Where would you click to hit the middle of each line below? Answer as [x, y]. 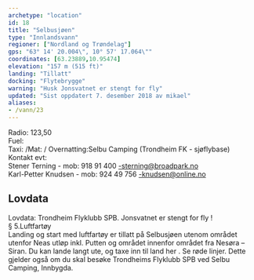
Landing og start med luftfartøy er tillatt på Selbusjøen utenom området [123, 234]
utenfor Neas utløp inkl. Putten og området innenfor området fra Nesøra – [127, 242]
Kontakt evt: [27, 157]
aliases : [22, 103]
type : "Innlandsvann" [44, 37]
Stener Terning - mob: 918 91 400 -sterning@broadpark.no [103, 166]
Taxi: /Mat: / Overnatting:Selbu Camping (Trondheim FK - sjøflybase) [119, 149]
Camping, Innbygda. [41, 267]
